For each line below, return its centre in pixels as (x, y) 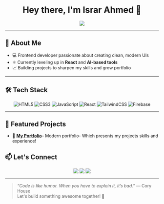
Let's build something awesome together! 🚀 (61, 196)
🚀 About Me (23, 43)
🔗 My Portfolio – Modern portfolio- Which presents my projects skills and (85, 136)
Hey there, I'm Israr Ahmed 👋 (82, 10)
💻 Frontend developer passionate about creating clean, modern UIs (80, 55)
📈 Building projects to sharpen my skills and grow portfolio (72, 67)
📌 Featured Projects (36, 124)
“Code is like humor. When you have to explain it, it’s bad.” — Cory (84, 186)
